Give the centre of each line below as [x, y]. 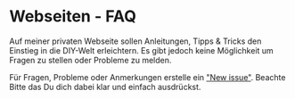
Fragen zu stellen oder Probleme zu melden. [90, 60]
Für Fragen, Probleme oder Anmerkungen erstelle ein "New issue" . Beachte [147, 77]
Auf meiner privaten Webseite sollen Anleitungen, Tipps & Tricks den [135, 41]
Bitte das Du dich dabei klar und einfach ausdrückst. [105, 87]
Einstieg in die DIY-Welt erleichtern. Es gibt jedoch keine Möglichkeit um [141, 50]
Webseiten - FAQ [73, 16]
